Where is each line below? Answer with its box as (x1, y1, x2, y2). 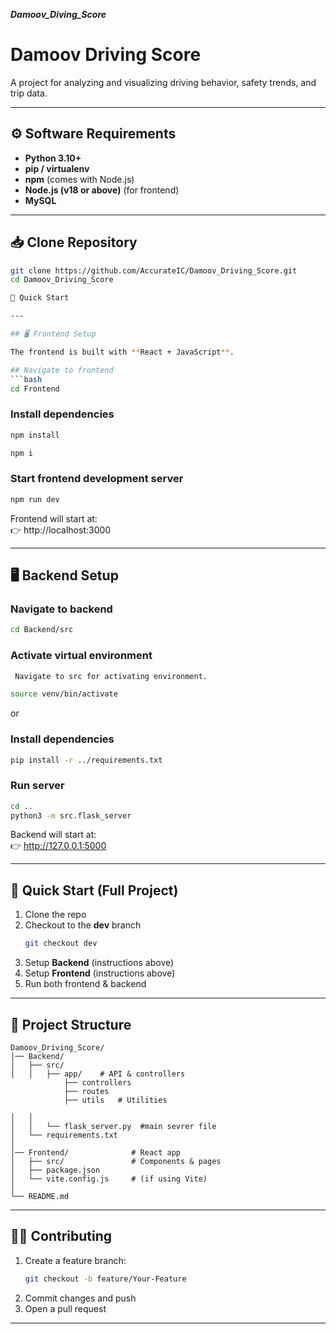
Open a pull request (24, 1302, 107, 1314)
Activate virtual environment (10, 649, 153, 663)
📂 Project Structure (10, 1016, 132, 1033)
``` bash (10, 374, 43, 384)
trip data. (10, 87, 48, 99)
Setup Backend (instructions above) (24, 957, 175, 969)
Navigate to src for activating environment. (14, 671, 208, 681)
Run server (10, 779, 65, 793)
